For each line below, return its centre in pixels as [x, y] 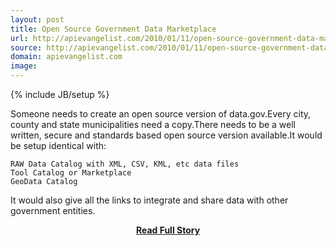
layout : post [37, 19]
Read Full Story [168, 230]
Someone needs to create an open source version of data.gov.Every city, [161, 114]
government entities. [53, 210]
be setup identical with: [58, 145]
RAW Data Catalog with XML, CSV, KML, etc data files [125, 164]
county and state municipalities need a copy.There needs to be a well [153, 124]
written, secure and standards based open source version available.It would [166, 135]
